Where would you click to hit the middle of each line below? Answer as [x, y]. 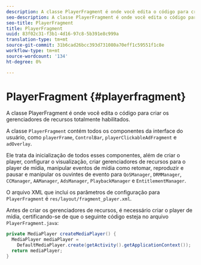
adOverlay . [19, 144]
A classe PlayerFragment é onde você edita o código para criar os [88, 113]
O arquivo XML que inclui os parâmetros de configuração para [83, 193]
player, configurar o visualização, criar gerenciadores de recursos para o [96, 162]
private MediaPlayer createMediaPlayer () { [61, 234]
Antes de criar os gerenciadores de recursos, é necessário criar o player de [99, 211]
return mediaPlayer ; [37, 251]
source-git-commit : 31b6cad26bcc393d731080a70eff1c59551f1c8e [85, 45]
